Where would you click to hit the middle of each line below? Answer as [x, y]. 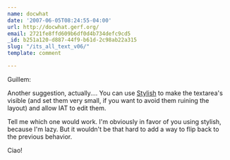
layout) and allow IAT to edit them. [57, 108]
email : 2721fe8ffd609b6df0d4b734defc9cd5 [69, 33]
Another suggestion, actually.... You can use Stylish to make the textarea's [115, 93]
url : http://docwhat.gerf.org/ [53, 27]
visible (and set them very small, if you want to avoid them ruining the [108, 100]
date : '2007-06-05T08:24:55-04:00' [60, 20]
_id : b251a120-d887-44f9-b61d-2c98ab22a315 [72, 40]
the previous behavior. [40, 136]
